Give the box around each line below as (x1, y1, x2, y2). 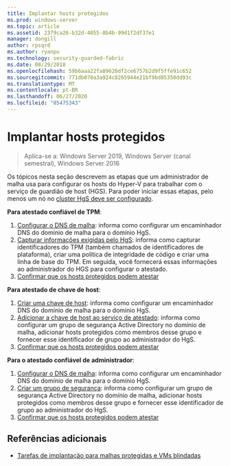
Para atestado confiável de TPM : (7, 208, 102, 216)
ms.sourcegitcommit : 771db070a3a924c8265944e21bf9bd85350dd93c (7, 74, 192, 81)
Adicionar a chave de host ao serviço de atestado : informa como (16, 313, 200, 322)
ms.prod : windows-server (7, 16, 78, 23)
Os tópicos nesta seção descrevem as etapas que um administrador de (7, 173, 209, 181)
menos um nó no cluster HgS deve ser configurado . (7, 194, 154, 203)
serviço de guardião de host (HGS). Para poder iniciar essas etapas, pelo (7, 187, 214, 195)
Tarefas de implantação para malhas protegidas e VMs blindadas (16, 451, 201, 459)
